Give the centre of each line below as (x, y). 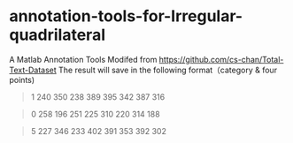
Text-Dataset (33, 70)
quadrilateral (58, 35)
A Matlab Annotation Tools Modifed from (83, 59)
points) (22, 79)
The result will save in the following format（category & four (168, 70)
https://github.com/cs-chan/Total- (221, 59)
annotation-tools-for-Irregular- (126, 16)
